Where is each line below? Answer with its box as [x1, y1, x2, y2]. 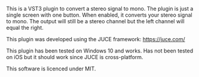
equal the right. [6, 24, 44, 31]
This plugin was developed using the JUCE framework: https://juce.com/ [6, 36, 185, 42]
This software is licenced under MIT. [6, 65, 96, 72]
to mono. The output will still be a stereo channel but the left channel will [6, 18, 185, 24]
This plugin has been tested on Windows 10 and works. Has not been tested [6, 47, 193, 54]
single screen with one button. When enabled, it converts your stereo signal [6, 11, 192, 19]
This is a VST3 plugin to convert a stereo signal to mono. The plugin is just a [6, 5, 194, 12]
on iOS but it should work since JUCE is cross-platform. [6, 54, 143, 60]
